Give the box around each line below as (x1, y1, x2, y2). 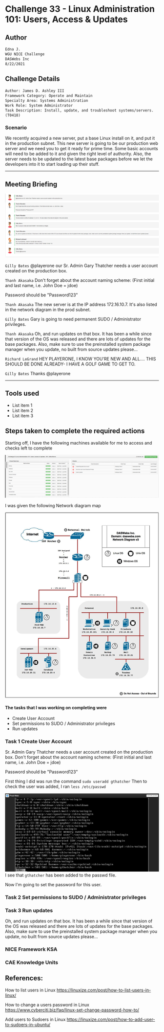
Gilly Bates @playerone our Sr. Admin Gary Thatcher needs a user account (5, 263, 158, 269)
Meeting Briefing (5, 180, 58, 188)
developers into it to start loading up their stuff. (5, 161, 100, 167)
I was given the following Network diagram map (5, 503, 101, 509)
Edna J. (5, 47, 21, 52)
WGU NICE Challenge (5, 52, 45, 57)
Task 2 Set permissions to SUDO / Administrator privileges (5, 894, 146, 900)
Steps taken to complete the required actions (5, 427, 145, 435)
